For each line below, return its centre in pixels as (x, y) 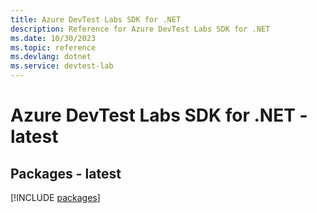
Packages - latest (66, 173)
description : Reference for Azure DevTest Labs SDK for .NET (140, 29)
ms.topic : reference (53, 47)
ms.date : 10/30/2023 (53, 38)
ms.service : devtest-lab (62, 66)
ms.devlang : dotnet (51, 57)
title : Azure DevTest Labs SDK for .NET (96, 19)
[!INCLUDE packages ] (55, 197)
